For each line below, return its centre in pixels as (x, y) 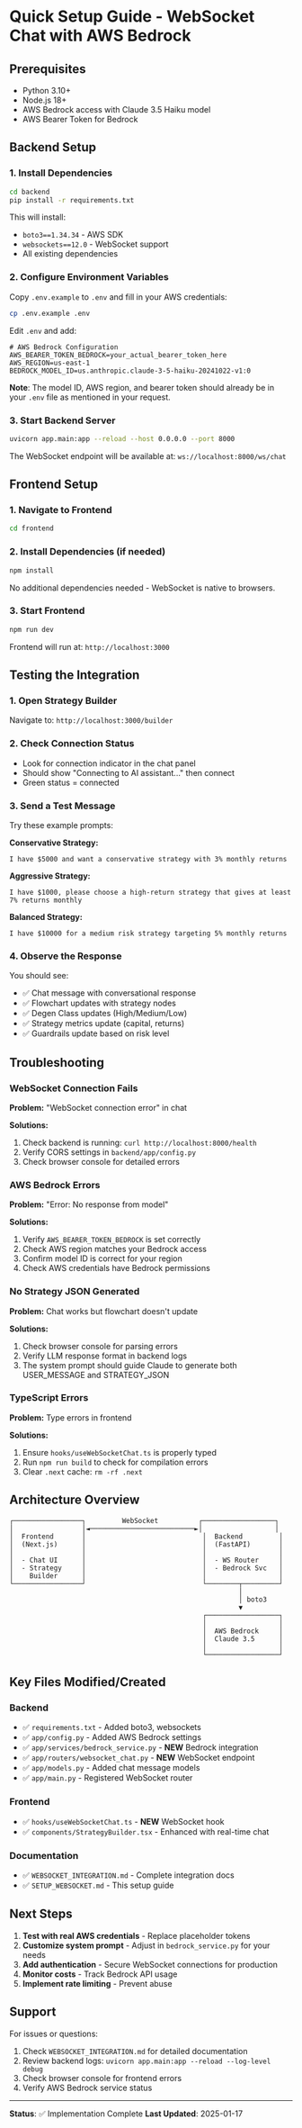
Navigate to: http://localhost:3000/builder (91, 720)
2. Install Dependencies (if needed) (88, 552)
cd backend (30, 192)
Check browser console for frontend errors (102, 2078)
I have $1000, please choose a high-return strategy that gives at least (151, 892)
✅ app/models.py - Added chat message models (111, 1768)
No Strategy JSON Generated (75, 1292)
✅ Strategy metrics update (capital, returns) (103, 1023)
